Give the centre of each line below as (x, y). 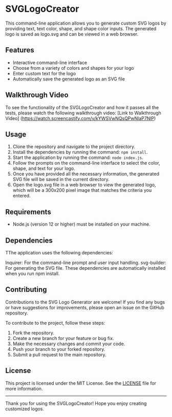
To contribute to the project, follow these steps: (55, 323)
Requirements (28, 212)
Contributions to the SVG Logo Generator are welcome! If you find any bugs (85, 302)
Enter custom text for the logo (44, 73)
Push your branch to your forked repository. (59, 349)
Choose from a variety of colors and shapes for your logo (73, 68)
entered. (21, 196)
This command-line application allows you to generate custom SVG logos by (86, 23)
